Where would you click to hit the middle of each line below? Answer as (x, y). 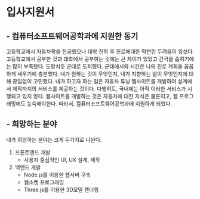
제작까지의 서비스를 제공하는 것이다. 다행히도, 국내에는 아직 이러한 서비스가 (99, 89)
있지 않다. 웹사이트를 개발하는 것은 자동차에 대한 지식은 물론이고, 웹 (100, 96)
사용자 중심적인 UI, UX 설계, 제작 (62, 160)
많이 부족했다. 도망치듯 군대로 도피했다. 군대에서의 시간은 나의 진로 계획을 (98, 66)
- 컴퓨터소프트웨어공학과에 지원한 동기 (72, 36)
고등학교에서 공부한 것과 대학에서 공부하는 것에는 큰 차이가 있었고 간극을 (90, 59)
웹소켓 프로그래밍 (44, 182)
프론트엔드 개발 (33, 152)
